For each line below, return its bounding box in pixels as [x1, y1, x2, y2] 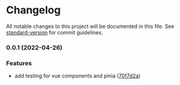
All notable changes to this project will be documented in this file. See [6, 23, 175, 30]
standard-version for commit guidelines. [6, 29, 103, 36]
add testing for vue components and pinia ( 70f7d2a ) [14, 72, 141, 79]
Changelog [6, 3, 61, 17]
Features [6, 59, 32, 67]
